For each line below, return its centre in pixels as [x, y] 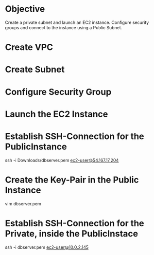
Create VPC [29, 47]
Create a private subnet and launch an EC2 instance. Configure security [77, 22]
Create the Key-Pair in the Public [72, 180]
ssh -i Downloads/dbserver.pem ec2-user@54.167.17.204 [62, 160]
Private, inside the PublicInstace [72, 233]
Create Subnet [35, 70]
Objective [25, 9]
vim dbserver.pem [23, 203]
